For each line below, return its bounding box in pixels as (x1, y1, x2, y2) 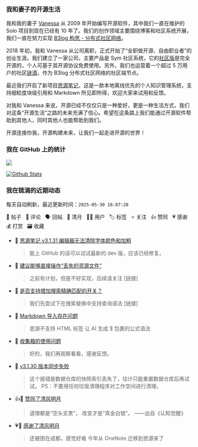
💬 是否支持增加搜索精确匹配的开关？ (14, 287, 103, 294)
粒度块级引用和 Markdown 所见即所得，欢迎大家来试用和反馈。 (16, 89, 169, 96)
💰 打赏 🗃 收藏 (6, 222, 44, 229)
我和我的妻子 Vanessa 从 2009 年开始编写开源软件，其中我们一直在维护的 (6, 20, 185, 27)
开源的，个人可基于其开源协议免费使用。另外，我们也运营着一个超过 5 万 (6, 62, 183, 69)
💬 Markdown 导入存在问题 (14, 312, 78, 319)
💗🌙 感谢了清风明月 (14, 422, 60, 429)
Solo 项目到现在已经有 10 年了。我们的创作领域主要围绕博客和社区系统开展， (6, 27, 192, 34)
